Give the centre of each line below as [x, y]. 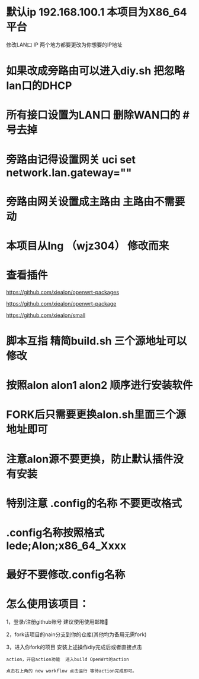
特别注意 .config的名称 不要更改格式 [94, 503]
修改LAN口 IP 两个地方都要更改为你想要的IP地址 [64, 45]
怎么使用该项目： [48, 604]
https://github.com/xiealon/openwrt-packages [63, 292]
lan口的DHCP [39, 86]
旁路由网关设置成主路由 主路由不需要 [96, 201]
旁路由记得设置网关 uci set [71, 160]
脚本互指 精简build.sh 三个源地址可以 [97, 341]
